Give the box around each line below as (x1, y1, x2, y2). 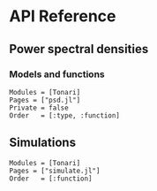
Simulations (9, 135, 77, 150)
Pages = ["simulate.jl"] (9, 166, 101, 175)
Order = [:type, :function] (9, 111, 121, 120)
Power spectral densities (9, 42, 149, 57)
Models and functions (9, 68, 105, 80)
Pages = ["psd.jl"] (9, 95, 81, 104)
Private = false (9, 103, 69, 112)
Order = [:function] (9, 174, 93, 183)
